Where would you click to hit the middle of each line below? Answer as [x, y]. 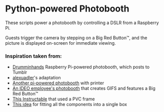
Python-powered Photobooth [67, 9]
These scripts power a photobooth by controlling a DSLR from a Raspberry [82, 23]
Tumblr [20, 72]
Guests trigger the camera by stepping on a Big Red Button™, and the [76, 38]
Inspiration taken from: [33, 56]
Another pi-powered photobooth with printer [58, 83]
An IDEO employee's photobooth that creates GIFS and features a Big [84, 88]
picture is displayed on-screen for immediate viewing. [60, 43]
